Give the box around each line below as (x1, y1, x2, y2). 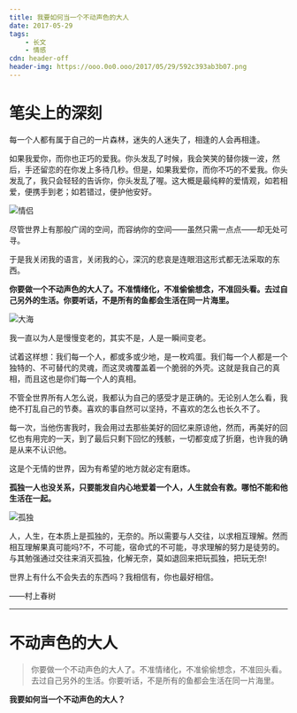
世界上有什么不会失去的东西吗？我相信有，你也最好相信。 (9, 571, 218, 582)
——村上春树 (9, 590, 56, 601)
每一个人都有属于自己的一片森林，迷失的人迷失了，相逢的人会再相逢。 (9, 134, 265, 144)
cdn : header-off (9, 54, 69, 63)
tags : (9, 29, 29, 38)
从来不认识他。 (16, 444, 72, 454)
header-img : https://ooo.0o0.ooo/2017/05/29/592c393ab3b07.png (9, 63, 247, 72)
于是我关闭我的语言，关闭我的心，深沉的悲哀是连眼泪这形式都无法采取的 (9, 253, 272, 264)
